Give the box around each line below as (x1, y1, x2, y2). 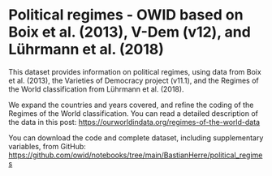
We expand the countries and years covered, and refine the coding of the (8, 100, 254, 109)
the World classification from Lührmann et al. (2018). (8, 84, 184, 94)
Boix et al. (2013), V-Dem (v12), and (8, 23, 252, 41)
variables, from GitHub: (8, 141, 87, 151)
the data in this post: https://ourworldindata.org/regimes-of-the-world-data (8, 117, 261, 127)
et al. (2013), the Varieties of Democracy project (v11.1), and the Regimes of (8, 75, 259, 85)
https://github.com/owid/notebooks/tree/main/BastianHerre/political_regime (8, 150, 263, 160)
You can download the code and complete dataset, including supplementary (8, 132, 264, 143)
